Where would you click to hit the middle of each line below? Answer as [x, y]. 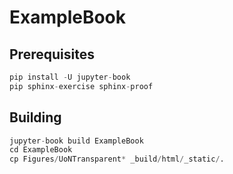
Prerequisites [52, 54]
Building [35, 117]
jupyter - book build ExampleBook [76, 141]
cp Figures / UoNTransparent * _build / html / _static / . [117, 159]
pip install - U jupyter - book [70, 77]
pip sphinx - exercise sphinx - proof [81, 86]
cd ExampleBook [41, 150]
